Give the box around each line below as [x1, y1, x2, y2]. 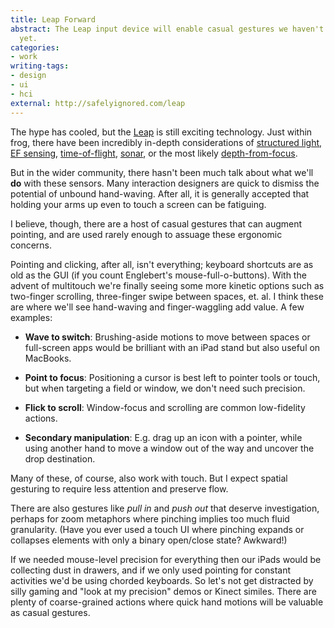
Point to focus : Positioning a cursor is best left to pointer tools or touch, [24, 371, 321, 383]
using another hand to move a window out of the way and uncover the [24, 442, 315, 454]
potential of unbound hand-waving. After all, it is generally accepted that [10, 187, 310, 200]
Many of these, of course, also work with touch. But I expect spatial [10, 472, 288, 484]
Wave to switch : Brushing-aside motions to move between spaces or [24, 331, 311, 343]
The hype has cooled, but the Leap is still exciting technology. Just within [10, 126, 313, 138]
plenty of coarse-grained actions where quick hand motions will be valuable [10, 596, 324, 608]
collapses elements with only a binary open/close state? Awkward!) [10, 534, 288, 546]
